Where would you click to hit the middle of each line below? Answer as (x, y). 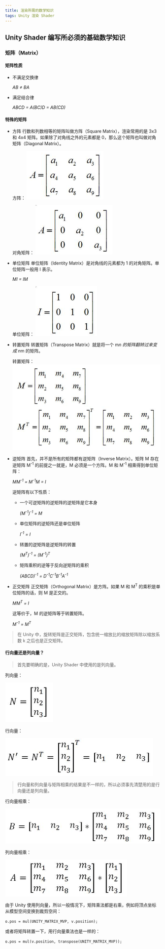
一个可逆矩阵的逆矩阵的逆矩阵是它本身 (58, 503)
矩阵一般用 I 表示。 (36, 269)
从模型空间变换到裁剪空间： (33, 911)
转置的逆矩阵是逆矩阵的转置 (48, 544)
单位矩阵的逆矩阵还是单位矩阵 (50, 523)
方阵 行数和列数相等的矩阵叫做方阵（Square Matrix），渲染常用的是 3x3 (84, 131)
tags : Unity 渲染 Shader (30, 16)
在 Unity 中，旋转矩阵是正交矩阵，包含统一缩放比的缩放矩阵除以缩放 (86, 634)
